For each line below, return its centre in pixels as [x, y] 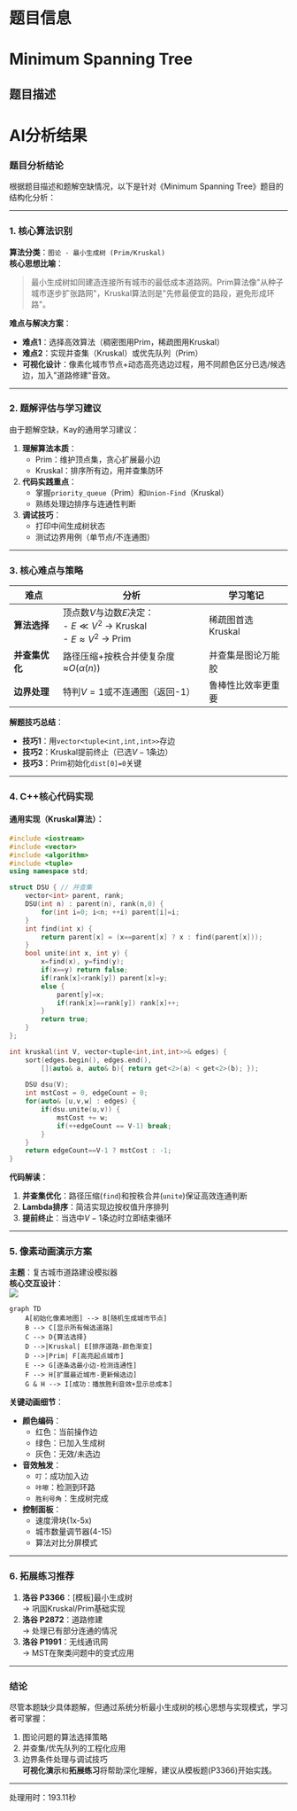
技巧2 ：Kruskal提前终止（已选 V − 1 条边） [97, 752]
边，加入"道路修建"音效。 [68, 375]
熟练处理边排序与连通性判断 [86, 503]
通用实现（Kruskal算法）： [57, 819]
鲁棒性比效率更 [240, 685]
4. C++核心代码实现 [51, 796]
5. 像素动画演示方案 [51, 1252]
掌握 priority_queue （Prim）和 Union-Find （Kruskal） [132, 492]
